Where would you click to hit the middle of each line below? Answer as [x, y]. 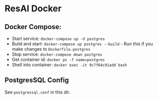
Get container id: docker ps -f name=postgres [58, 59]
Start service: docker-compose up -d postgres [58, 38]
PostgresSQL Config [37, 80]
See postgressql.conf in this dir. [37, 92]
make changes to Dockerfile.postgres [51, 49]
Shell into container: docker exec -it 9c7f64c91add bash [69, 65]
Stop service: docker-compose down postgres [57, 54]
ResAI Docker [33, 9]
